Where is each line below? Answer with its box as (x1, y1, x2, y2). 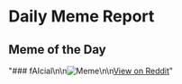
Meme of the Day (8, 42, 106, 57)
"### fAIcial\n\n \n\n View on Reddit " (8, 65, 173, 76)
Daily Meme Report (8, 6, 155, 27)
